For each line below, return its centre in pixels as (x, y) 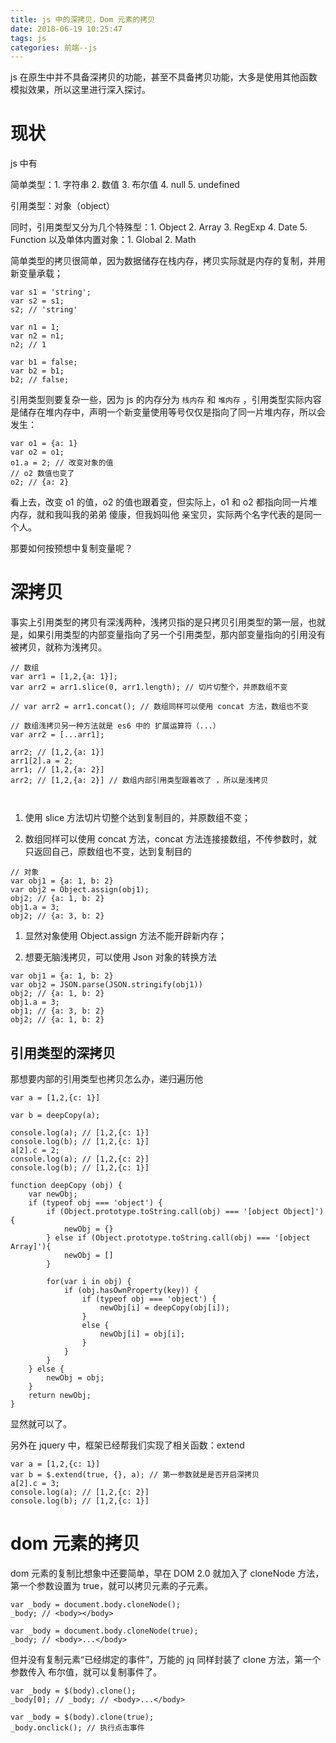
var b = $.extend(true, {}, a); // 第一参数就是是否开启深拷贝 (135, 1474)
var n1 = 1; (35, 327)
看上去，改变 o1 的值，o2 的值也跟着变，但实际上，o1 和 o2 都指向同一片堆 (164, 502)
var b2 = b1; (37, 371)
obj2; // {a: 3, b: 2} (57, 916)
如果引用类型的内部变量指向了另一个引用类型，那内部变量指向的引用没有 (176, 635)
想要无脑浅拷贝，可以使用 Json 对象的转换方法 (120, 957)
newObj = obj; (75, 1377)
